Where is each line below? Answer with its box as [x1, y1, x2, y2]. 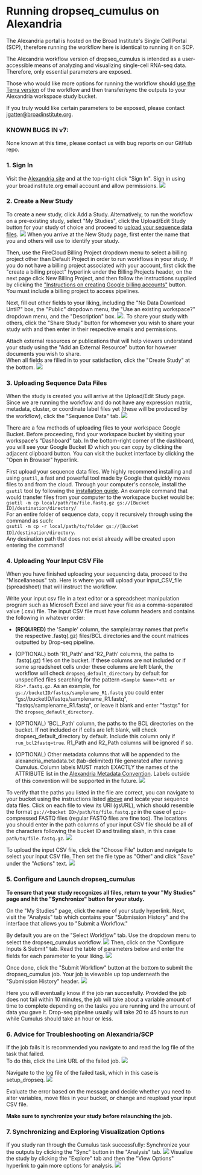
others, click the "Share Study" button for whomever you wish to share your [6, 319, 195, 326]
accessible [6, 62, 33, 69]
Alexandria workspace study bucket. [6, 92, 98, 100]
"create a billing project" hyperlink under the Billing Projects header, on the [6, 268, 192, 275]
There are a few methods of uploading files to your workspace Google [6, 424, 181, 431]
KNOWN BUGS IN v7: [6, 126, 69, 134]
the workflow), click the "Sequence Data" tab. [6, 413, 121, 420]
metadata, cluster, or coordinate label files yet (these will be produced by [6, 405, 188, 413]
